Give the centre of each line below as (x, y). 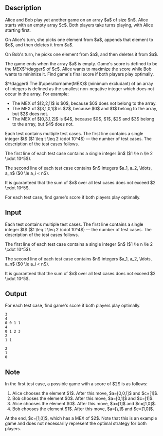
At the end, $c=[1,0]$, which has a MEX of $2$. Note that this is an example (81, 418)
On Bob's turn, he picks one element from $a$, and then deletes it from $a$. (82, 54)
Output (16, 294)
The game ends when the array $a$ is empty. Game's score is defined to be (81, 63)
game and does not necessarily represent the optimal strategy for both (76, 423)
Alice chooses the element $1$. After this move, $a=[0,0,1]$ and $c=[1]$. (85, 393)
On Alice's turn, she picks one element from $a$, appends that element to (79, 40)
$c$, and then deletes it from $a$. (39, 45)
